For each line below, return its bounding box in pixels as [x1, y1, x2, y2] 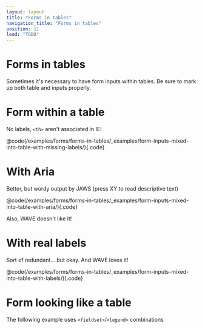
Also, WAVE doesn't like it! [6, 215, 72, 222]
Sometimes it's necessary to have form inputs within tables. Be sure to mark [6, 78, 197, 85]
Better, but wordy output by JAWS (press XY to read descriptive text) [6, 185, 179, 192]
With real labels [6, 236, 87, 250]
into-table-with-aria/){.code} [6, 203, 78, 210]
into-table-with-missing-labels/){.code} [6, 144, 105, 151]
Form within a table [6, 106, 105, 119]
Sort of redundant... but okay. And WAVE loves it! [6, 256, 129, 263]
